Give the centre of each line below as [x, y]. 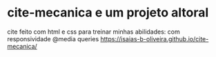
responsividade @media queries [53, 38]
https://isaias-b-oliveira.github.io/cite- [154, 38]
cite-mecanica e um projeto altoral [108, 13]
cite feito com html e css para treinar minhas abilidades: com [94, 32]
